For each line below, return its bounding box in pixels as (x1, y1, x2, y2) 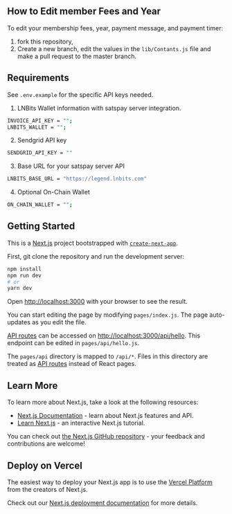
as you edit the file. (32, 318, 87, 327)
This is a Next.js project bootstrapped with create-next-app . (7, 239, 179, 247)
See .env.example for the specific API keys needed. (7, 90, 154, 99)
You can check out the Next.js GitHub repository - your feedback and (7, 432, 206, 441)
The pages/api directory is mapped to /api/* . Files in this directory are (7, 352, 208, 360)
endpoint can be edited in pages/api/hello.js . (7, 339, 140, 347)
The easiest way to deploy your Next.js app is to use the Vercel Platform (7, 477, 213, 486)
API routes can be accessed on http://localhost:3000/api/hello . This (7, 331, 201, 340)
